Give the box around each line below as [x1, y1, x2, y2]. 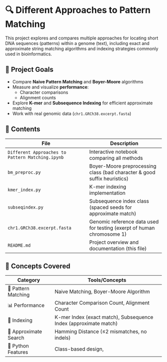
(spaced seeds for [89, 204, 132, 211]
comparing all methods [89, 154, 143, 161]
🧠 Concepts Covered [5, 262, 71, 270]
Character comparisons [19, 89, 69, 95]
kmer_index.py [7, 187, 41, 193]
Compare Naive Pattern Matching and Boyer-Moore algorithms [12, 78, 144, 84]
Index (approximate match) [54, 320, 118, 327]
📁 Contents [5, 125, 41, 133]
